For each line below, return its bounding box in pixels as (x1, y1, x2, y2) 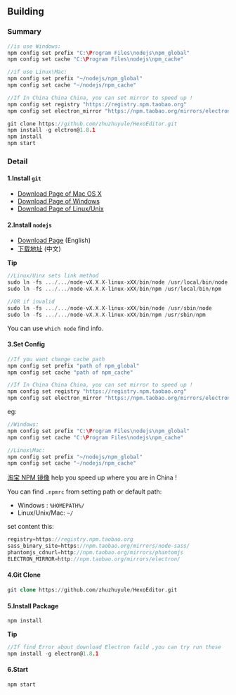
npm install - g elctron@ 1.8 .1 (7, 127, 96, 134)
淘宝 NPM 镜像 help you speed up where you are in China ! (7, 473, 177, 482)
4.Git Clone (7, 570, 41, 580)
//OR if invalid (7, 299, 55, 306)
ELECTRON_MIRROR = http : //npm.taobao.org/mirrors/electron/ (7, 556, 181, 563)
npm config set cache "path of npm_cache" (7, 369, 133, 376)
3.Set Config (7, 340, 46, 349)
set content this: (7, 522, 54, 531)
